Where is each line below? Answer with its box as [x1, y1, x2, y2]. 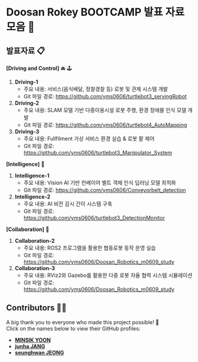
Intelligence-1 [14, 172, 50, 179]
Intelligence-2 [14, 193, 50, 200]
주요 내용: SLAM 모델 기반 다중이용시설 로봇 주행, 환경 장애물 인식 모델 [23, 107, 187, 113]
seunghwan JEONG [14, 349, 64, 356]
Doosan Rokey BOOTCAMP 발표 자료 [6, 5, 185, 19]
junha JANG [14, 342, 46, 350]
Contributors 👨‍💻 [6, 303, 67, 313]
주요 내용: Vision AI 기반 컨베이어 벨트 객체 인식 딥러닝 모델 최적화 [23, 179, 176, 186]
